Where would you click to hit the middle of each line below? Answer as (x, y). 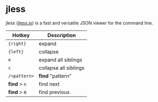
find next (49, 84)
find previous (54, 92)
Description (62, 35)
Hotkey (21, 35)
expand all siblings (60, 60)
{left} (16, 51)
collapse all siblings (61, 68)
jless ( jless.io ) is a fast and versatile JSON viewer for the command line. (79, 23)
